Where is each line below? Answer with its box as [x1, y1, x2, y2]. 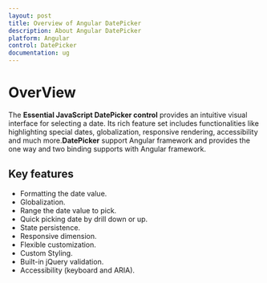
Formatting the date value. [19, 188, 107, 198]
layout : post [8, 11, 52, 20]
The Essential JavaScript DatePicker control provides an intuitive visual [8, 110, 248, 119]
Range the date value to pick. [19, 205, 117, 215]
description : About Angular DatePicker [8, 26, 142, 34]
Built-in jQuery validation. [19, 257, 104, 266]
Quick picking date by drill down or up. [19, 214, 148, 224]
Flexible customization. [19, 240, 96, 249]
